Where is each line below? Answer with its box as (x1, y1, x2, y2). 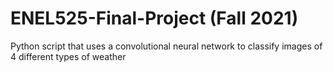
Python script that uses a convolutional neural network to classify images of (10, 40, 323, 52)
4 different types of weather (10, 50, 127, 62)
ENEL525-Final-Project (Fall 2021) (10, 7, 299, 30)
